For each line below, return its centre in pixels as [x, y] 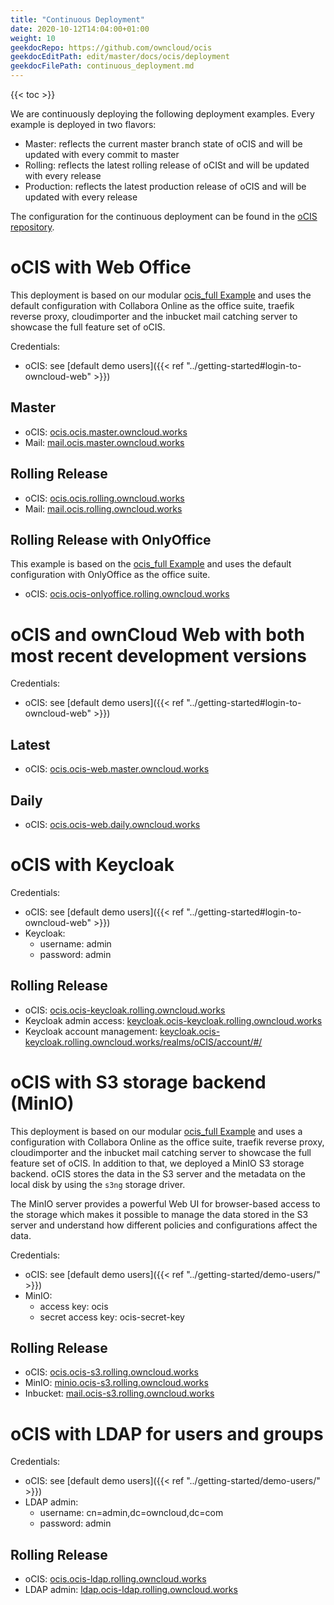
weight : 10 [33, 38]
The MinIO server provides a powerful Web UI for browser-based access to [165, 1203]
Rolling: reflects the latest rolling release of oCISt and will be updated [167, 165]
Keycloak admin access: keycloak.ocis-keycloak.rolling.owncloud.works [173, 1020]
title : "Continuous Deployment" [77, 19]
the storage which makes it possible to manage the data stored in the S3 [159, 1214]
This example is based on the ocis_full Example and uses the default [151, 564]
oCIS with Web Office [101, 267]
